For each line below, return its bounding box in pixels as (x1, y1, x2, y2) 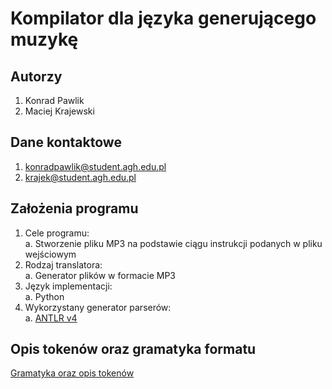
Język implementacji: (24, 280, 113, 292)
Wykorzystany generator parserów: (24, 301, 172, 313)
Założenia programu (10, 200, 139, 217)
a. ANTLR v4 (24, 312, 78, 324)
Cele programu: (24, 227, 90, 239)
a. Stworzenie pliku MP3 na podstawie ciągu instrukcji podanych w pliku (24, 237, 323, 249)
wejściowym (24, 248, 77, 260)
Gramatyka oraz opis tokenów (10, 367, 135, 379)
